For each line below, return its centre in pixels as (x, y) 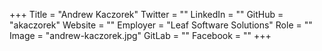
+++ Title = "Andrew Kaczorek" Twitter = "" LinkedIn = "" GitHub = (146, 14)
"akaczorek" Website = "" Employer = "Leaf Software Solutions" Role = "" (161, 25)
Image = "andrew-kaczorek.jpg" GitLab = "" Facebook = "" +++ (140, 35)
